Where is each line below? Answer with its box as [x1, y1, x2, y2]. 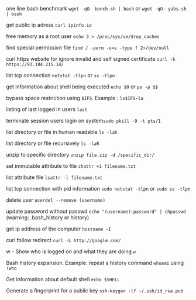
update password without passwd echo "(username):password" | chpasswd [6, 208, 186, 215]
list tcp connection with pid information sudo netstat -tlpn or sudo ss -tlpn [6, 185, 191, 192]
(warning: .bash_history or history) [6, 214, 90, 221]
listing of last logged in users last [6, 106, 88, 113]
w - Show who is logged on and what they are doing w [6, 248, 136, 255]
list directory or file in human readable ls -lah [6, 129, 118, 135]
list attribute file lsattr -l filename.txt [6, 174, 103, 181]
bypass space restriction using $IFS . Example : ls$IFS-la [6, 95, 144, 101]
